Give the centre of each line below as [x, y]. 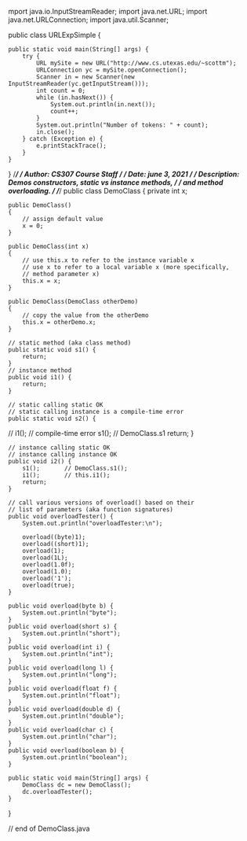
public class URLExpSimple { [54, 35]
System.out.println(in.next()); [103, 105]
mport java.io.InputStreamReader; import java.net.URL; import [108, 11]
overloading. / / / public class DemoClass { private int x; [98, 191]
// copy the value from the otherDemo [85, 315]
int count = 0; [61, 90]
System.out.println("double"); [73, 716]
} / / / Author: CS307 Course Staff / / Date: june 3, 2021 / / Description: [124, 174]
